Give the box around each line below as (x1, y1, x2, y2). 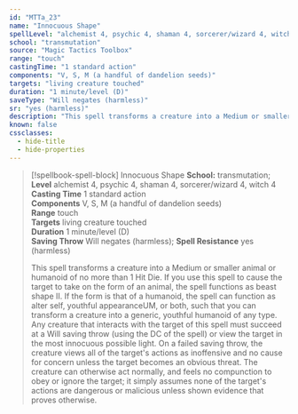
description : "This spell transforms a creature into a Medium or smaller (9, 112, 292, 121)
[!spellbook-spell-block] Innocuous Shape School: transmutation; (30, 170, 271, 180)
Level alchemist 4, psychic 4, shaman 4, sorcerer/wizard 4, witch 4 (30, 179, 277, 189)
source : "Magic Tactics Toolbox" (9, 46, 133, 55)
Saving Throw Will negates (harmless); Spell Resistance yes (30, 235, 255, 246)
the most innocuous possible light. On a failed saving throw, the (30, 338, 263, 348)
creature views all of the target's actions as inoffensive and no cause (30, 347, 283, 358)
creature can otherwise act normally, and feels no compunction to (30, 366, 272, 377)
